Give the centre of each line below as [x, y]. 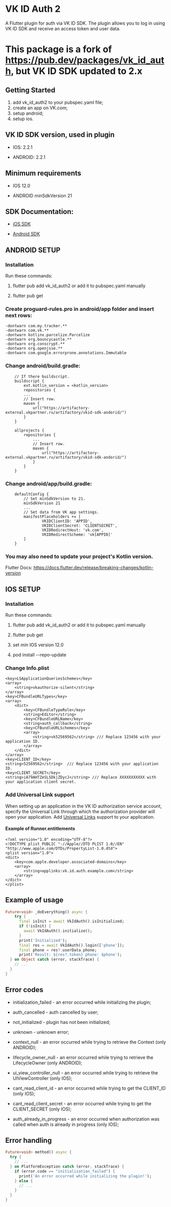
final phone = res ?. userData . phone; [58, 950]
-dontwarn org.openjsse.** [34, 349]
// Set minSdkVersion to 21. [55, 499]
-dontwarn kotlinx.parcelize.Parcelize [48, 335]
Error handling [29, 1140]
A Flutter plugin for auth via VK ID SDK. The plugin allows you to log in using [85, 23]
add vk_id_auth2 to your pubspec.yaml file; [58, 102]
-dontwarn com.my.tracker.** [36, 326]
